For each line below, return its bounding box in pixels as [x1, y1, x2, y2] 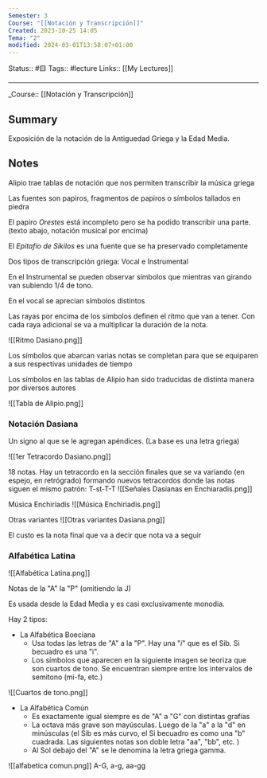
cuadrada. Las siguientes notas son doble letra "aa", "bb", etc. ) [31, 737, 240, 747]
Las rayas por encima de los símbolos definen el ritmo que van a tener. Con [8, 311, 256, 321]
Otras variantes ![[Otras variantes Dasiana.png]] [8, 515, 165, 525]
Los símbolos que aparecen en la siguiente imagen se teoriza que [31, 655, 247, 665]
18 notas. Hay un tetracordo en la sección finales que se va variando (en [8, 467, 245, 477]
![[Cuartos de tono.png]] [8, 688, 89, 698]
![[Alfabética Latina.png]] [8, 569, 91, 578]
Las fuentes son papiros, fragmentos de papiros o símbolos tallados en [8, 193, 241, 203]
